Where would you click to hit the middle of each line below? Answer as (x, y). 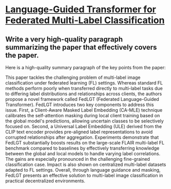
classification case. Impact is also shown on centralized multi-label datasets (86, 164)
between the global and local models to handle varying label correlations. (83, 154)
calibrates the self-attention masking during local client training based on (83, 115)
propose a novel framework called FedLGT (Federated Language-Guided (82, 99)
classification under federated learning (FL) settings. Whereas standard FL (84, 83)
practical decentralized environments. (45, 181)
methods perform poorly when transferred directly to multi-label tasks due (84, 88)
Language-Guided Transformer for (81, 9)
